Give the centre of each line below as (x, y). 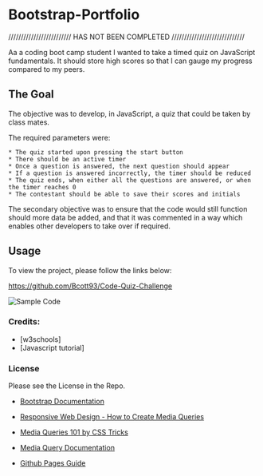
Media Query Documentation (67, 448)
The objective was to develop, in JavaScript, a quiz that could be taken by (130, 113)
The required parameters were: (59, 137)
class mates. (29, 122)
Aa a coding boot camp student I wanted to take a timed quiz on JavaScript (132, 52)
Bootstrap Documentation (62, 402)
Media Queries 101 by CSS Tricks (74, 432)
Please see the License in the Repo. (67, 386)
